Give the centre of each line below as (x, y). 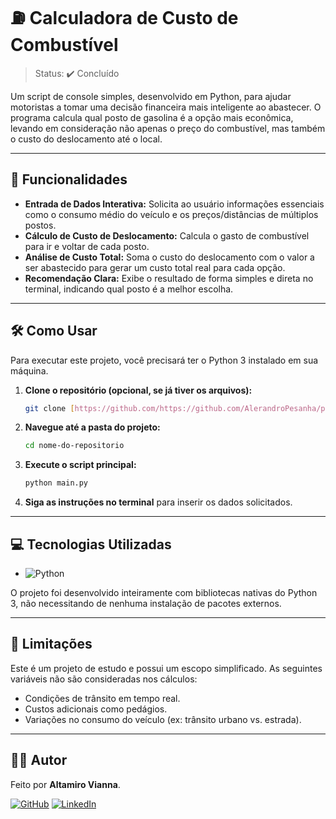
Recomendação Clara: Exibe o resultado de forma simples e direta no (169, 278)
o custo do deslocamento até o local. (86, 139)
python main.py (56, 483)
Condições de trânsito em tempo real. (102, 698)
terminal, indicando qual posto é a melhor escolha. (129, 289)
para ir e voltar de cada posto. (87, 246)
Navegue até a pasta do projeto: (92, 427)
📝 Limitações (51, 644)
